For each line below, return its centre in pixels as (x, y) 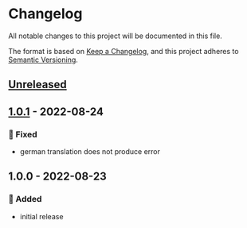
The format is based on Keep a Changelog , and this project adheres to (123, 51)
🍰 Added (25, 199)
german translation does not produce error (90, 152)
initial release (41, 216)
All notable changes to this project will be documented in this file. (116, 36)
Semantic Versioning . (43, 60)
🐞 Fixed (23, 134)
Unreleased (38, 85)
